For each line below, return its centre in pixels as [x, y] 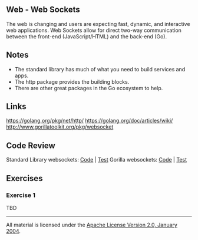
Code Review [31, 145]
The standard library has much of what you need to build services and [100, 69]
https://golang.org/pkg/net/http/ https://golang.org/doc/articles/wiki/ [90, 121]
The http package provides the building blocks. [72, 81]
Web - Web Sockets [43, 10]
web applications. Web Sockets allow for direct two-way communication [94, 30]
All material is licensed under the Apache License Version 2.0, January [92, 225]
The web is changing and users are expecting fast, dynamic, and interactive [98, 24]
